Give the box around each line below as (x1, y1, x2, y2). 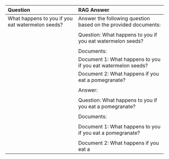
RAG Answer (78, 7, 110, 13)
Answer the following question (78, 15, 150, 22)
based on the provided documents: (78, 21, 161, 28)
